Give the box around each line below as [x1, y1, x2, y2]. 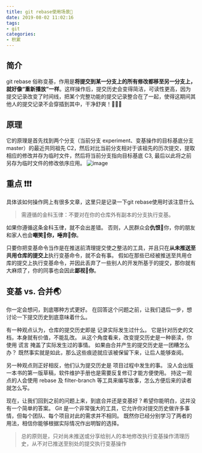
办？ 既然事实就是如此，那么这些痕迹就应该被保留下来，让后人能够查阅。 [6, 349, 187, 356]
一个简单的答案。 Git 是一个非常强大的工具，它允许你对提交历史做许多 [11, 405, 185, 412]
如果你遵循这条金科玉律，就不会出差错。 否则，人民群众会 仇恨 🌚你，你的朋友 [6, 224, 196, 231]
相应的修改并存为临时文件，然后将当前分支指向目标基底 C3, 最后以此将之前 [6, 152, 192, 159]
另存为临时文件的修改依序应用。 [6, 159, 85, 166]
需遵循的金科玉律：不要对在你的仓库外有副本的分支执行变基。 [20, 211, 174, 219]
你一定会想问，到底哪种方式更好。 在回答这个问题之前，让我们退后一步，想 [6, 306, 192, 313]
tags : [6, 20, 20, 26]
